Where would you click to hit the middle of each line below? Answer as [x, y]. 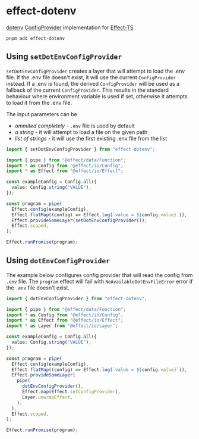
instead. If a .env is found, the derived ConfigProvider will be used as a [93, 83]
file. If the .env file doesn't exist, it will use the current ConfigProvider [91, 77]
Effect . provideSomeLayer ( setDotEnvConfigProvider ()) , [79, 220]
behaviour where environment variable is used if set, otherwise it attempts [97, 96]
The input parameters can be [42, 114]
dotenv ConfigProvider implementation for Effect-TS [70, 27]
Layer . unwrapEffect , [47, 397]
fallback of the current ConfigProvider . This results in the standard [88, 90]
